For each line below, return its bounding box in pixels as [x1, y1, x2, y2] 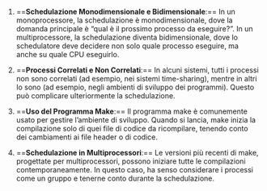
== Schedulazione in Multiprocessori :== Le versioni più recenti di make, [15, 148, 259, 157]
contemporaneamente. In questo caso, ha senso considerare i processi [15, 165, 253, 174]
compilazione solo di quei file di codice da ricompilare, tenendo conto [15, 124, 248, 133]
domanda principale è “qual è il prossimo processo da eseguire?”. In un [15, 24, 253, 33]
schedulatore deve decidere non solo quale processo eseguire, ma [15, 41, 239, 51]
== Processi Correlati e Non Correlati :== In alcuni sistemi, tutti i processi [15, 65, 259, 75]
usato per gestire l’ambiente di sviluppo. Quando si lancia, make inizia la [15, 115, 256, 124]
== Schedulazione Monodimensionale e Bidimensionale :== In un [15, 7, 236, 16]
